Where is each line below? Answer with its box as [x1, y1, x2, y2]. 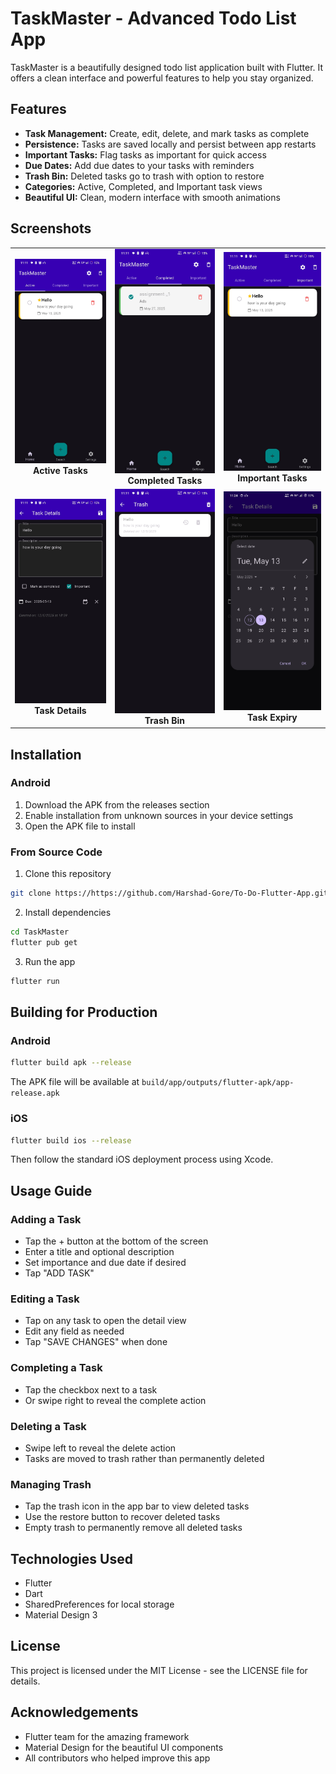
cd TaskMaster [10, 927, 70, 937]
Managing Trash [10, 1477, 92, 1491]
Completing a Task [10, 1361, 103, 1375]
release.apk [10, 1088, 60, 1099]
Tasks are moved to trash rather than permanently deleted [24, 1452, 265, 1464]
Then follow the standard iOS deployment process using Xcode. [10, 1153, 274, 1166]
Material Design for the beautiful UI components [24, 1741, 224, 1753]
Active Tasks [33, 464, 88, 476]
